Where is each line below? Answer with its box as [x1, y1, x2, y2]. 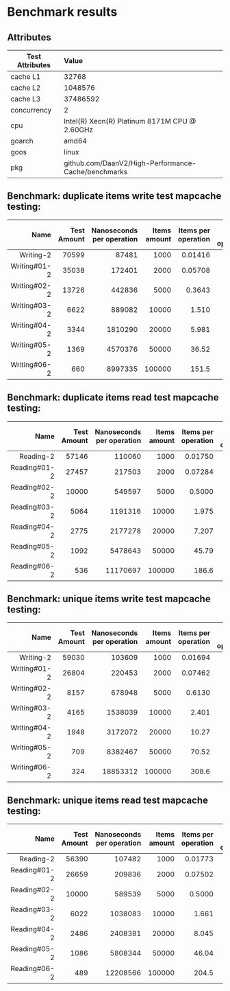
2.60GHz [64, 125, 94, 134]
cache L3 [10, 94, 41, 104]
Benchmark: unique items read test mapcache [7, 794, 209, 806]
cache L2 [10, 83, 41, 93]
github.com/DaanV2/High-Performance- [64, 158, 197, 168]
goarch [10, 136, 34, 145]
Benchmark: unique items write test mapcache [7, 593, 211, 605]
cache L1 [10, 72, 41, 81]
